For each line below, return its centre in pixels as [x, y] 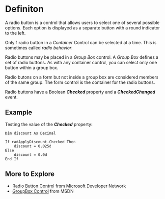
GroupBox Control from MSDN [43, 191]
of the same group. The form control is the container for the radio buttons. [80, 82]
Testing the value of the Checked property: [49, 124]
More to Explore [30, 174]
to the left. [15, 33]
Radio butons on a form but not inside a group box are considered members [82, 77]
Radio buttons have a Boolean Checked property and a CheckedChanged [80, 92]
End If [12, 159]
